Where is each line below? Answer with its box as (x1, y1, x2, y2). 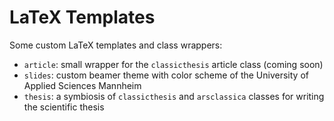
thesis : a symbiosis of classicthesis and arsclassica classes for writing (23, 90, 325, 102)
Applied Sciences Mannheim (23, 79, 142, 91)
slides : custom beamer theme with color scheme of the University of (23, 69, 309, 81)
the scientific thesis (23, 101, 105, 113)
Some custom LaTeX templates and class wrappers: (9, 39, 223, 51)
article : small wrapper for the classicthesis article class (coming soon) (23, 58, 324, 70)
